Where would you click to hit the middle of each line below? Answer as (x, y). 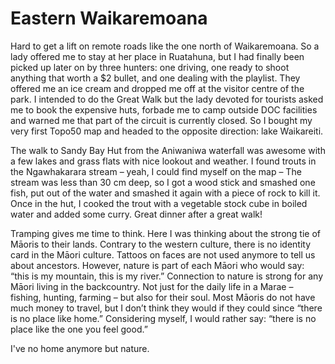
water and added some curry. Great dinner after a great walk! (136, 214)
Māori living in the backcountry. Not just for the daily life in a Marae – (152, 286)
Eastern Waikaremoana (109, 18)
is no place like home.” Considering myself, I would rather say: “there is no (163, 318)
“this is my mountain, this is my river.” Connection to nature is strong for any (167, 276)
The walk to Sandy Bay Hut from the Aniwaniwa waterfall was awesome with (168, 150)
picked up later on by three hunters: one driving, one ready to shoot (150, 67)
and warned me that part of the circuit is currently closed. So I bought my (161, 120)
